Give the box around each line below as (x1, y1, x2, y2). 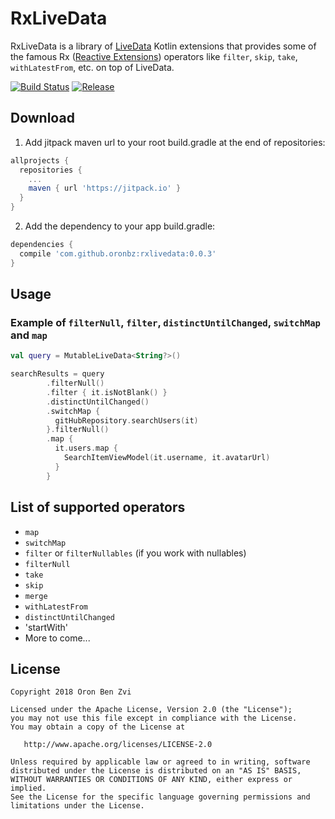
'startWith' (24, 621, 69, 633)
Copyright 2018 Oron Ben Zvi (10, 687, 132, 697)
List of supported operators (10, 499, 186, 516)
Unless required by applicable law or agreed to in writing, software (10, 757, 311, 767)
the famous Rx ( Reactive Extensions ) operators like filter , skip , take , (10, 50, 298, 62)
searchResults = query (10, 369, 105, 379)
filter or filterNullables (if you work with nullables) (24, 547, 247, 559)
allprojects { (10, 155, 70, 166)
